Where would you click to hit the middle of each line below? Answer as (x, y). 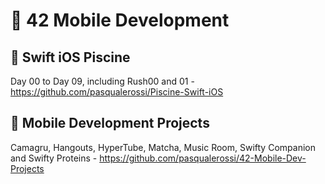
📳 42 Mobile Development (120, 20)
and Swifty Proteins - (54, 158)
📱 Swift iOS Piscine (70, 57)
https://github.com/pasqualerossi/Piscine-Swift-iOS (117, 92)
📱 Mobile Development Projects (110, 123)
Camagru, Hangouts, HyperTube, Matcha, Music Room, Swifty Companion (163, 147)
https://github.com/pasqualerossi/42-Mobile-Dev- (203, 158)
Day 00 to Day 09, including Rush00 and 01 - (102, 81)
